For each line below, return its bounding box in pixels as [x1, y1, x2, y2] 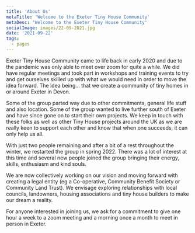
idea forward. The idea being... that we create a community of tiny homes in [6, 82, 189, 89]
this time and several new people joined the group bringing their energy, [6, 154, 180, 161]
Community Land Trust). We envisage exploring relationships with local [6, 184, 177, 191]
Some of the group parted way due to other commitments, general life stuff [6, 99, 187, 106]
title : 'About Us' [6, 8, 51, 15]
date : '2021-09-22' [6, 30, 54, 36]
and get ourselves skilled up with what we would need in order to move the [6, 75, 187, 82]
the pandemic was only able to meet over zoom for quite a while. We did [6, 63, 180, 70]
